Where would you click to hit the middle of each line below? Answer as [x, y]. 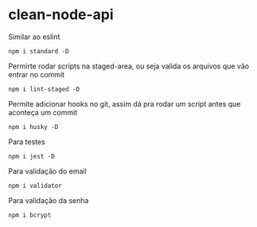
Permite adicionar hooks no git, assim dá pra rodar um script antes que [125, 104]
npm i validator [35, 186]
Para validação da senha [49, 200]
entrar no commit [37, 74]
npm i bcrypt [30, 215]
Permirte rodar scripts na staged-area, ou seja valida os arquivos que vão [128, 66]
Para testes [27, 142]
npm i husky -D [33, 127]
